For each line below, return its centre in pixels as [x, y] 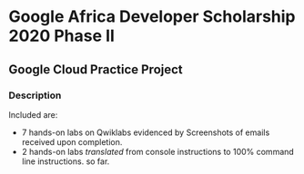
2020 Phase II [62, 36]
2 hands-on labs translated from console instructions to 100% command [158, 151]
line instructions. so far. [66, 161]
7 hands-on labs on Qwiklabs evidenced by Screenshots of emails [146, 132]
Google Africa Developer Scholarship [152, 17]
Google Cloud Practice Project [96, 69]
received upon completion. [72, 141]
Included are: [33, 114]
